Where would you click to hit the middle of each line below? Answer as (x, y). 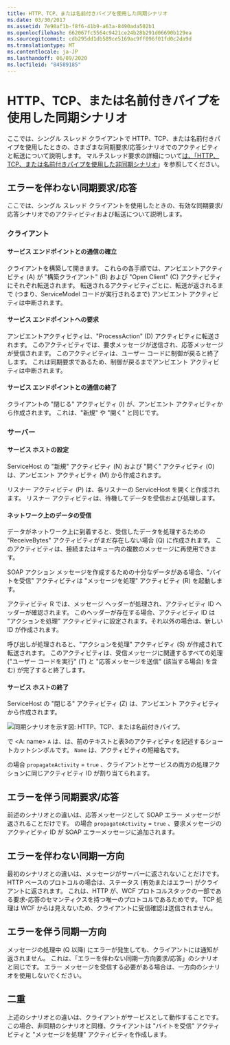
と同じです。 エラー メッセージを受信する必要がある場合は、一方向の (105, 967)
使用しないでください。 (52, 975)
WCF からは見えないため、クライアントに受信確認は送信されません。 (118, 908)
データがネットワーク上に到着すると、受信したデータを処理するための (106, 532)
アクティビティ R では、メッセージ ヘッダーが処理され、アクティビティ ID (111, 604)
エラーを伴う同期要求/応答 (63, 797)
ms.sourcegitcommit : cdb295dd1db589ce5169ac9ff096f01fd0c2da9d (100, 39)
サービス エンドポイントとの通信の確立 (62, 251)
